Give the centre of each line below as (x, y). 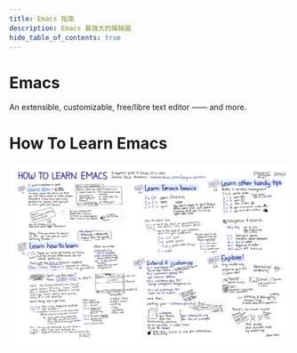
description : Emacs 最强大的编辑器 (70, 28)
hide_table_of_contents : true (65, 37)
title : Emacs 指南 (42, 19)
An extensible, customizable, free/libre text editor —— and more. (128, 108)
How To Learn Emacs (88, 143)
